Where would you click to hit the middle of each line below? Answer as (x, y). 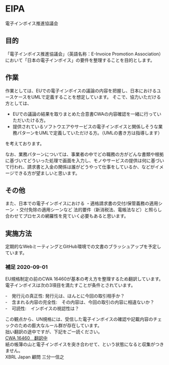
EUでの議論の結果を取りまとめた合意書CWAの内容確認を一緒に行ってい (87, 114)
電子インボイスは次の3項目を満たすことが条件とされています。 (70, 285)
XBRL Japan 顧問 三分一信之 (35, 357)
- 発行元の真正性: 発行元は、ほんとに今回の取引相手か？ (65, 296)
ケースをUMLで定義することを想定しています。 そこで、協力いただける (88, 97)
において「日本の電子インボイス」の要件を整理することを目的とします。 (80, 60)
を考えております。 (25, 143)
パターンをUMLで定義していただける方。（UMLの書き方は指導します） (90, 133)
